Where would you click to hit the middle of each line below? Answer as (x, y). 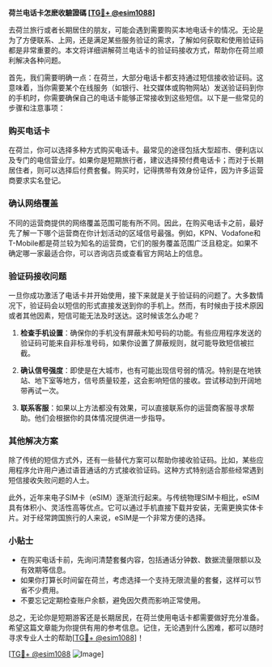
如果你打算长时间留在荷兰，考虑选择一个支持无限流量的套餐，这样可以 (137, 580)
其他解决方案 (34, 441)
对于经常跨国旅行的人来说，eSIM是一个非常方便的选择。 (116, 518)
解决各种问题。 (40, 60)
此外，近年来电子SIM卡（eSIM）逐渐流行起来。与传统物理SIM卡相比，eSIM (134, 498)
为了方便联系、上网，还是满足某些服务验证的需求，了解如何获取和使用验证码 (136, 40)
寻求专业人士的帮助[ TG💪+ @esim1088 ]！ (76, 638)
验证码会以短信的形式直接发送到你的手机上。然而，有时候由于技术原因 (147, 305)
